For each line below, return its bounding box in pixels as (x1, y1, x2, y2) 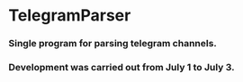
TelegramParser (8, 5, 131, 26)
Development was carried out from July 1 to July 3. (8, 61, 235, 74)
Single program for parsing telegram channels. (8, 37, 218, 50)
